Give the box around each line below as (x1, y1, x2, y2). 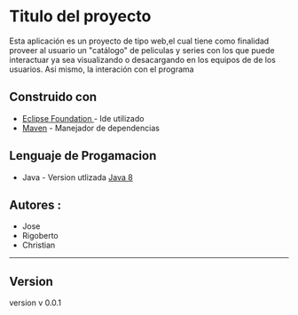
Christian (21, 240, 56, 250)
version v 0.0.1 (9, 297, 62, 308)
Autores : (9, 197, 62, 212)
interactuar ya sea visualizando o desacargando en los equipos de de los (9, 54, 277, 65)
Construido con (9, 90, 98, 105)
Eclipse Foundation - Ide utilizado (21, 113, 145, 123)
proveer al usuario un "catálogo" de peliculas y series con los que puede (9, 44, 275, 55)
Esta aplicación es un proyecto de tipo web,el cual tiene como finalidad (9, 35, 270, 46)
